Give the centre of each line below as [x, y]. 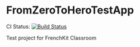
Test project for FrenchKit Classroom [51, 38]
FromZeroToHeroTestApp [70, 10]
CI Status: [18, 26]
